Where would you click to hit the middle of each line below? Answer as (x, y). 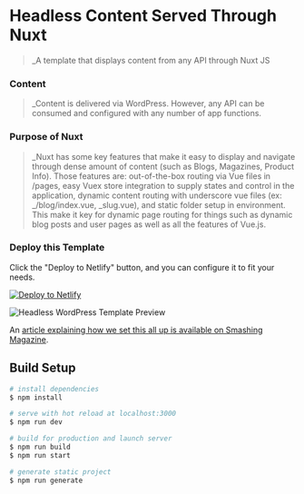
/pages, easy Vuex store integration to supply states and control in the (163, 185)
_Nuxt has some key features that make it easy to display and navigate (163, 156)
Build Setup (43, 368)
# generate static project (60, 472)
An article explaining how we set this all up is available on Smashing (136, 330)
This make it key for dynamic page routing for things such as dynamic (162, 214)
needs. (22, 277)
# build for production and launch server (91, 439)
